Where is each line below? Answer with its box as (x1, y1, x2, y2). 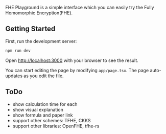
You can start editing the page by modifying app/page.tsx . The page (5, 67, 149, 73)
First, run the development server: (5, 38, 77, 44)
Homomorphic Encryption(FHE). (5, 10, 73, 16)
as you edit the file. (23, 73, 64, 79)
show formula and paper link (12, 112, 73, 118)
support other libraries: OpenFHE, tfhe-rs (12, 123, 100, 129)
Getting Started (5, 25, 56, 33)
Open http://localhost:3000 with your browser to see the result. (5, 57, 139, 63)
